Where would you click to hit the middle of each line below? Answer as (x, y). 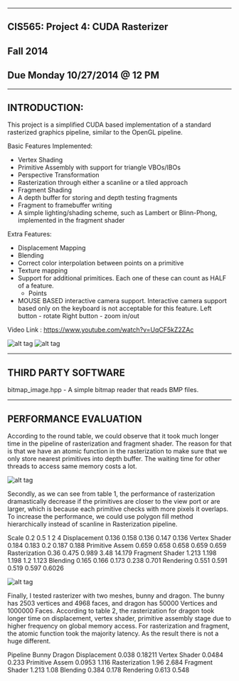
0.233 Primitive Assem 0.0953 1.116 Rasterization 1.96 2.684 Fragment (110, 662)
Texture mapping (43, 270)
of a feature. (36, 286)
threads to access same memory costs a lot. (72, 466)
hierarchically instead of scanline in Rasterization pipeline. (92, 524)
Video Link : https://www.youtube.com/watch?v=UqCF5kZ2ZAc (101, 330)
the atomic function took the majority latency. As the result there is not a (113, 633)
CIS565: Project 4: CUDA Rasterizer (88, 27)
